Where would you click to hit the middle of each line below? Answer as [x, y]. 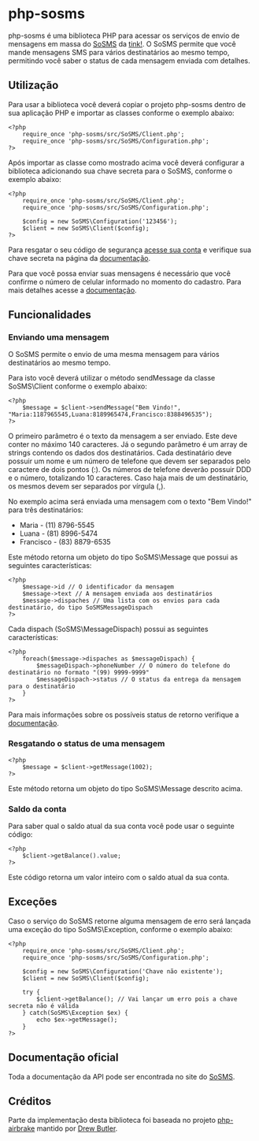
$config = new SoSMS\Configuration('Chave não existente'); [123, 971]
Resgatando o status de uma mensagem [87, 744]
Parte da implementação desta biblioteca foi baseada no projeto [112, 1121]
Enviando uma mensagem [59, 337]
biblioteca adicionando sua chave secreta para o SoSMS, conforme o [120, 171]
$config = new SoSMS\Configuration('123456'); [100, 221]
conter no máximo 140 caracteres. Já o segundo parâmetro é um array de [128, 444]
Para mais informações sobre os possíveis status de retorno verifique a [124, 715]
